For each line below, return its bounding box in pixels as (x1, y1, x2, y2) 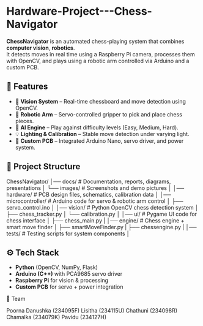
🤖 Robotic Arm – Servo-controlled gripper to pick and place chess (15, 110, 182, 118)
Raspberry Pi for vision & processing (15, 277, 109, 284)
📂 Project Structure (6, 161, 81, 172)
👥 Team (6, 295, 26, 303)
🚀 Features (6, 81, 48, 92)
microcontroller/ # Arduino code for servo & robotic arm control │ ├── (6, 197, 183, 205)
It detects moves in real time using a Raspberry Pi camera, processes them (6, 50, 195, 58)
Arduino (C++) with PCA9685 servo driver (15, 270, 123, 278)
